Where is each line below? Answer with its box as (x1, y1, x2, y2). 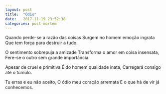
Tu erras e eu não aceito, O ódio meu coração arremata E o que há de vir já (5, 79, 160, 85)
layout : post (5, 7, 32, 12)
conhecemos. (5, 85, 33, 91)
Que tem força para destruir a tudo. (5, 40, 78, 46)
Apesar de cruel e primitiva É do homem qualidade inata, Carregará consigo (5, 64, 161, 70)
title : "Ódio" (5, 12, 37, 17)
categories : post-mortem (5, 21, 57, 26)
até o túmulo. (5, 70, 32, 76)
